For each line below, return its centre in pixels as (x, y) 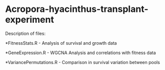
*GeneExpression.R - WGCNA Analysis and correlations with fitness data (80, 53)
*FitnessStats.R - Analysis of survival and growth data (61, 43)
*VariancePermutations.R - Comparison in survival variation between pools (82, 62)
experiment (29, 20)
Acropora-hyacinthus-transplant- (77, 9)
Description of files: (25, 33)
